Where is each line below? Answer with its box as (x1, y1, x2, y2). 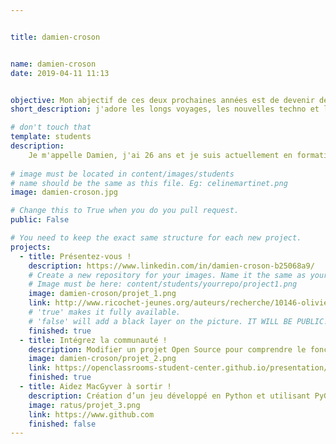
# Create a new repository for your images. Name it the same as (28, 270, 307, 280)
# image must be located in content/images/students (10, 169, 235, 179)
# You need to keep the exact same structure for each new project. (10, 233, 302, 243)
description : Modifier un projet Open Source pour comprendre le (28, 344, 307, 355)
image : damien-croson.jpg (10, 187, 118, 198)
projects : (10, 242, 52, 252)
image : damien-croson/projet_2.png (28, 354, 177, 364)
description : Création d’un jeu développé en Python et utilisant (28, 391, 311, 401)
